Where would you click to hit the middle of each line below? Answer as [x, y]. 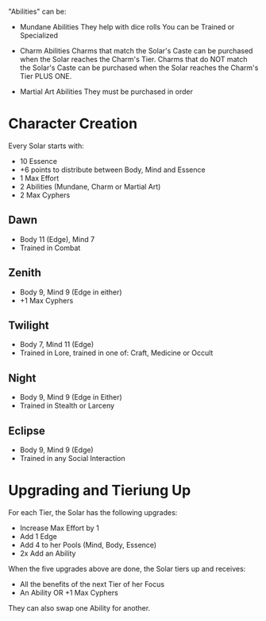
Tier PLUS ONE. [46, 76]
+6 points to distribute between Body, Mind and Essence [112, 170]
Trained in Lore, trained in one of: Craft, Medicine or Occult [116, 353]
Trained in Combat [50, 248]
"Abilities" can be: [37, 12]
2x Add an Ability [48, 553]
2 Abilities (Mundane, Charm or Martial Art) [90, 186]
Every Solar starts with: [46, 146]
